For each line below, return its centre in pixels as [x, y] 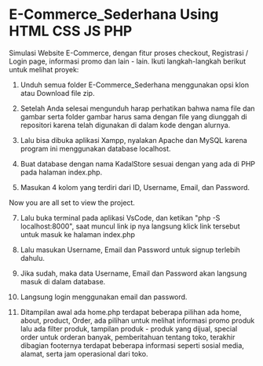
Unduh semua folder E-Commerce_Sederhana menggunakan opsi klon [135, 85]
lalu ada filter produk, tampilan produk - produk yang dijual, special [129, 328]
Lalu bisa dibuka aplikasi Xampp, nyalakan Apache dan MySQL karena [134, 140]
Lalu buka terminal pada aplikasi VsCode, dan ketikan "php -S [120, 218]
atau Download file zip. [57, 93]
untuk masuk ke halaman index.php [78, 234]
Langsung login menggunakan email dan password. [104, 297]
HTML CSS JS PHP [71, 31]
